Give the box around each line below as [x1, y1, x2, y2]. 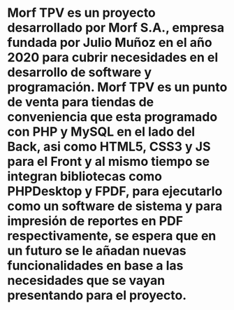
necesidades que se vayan [7, 273, 166, 288]
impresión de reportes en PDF [7, 213, 184, 229]
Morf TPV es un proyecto [7, 5, 156, 21]
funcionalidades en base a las [7, 258, 184, 274]
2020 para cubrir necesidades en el [7, 50, 219, 66]
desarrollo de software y [7, 64, 152, 80]
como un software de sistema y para [7, 198, 223, 214]
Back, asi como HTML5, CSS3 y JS [7, 139, 211, 155]
